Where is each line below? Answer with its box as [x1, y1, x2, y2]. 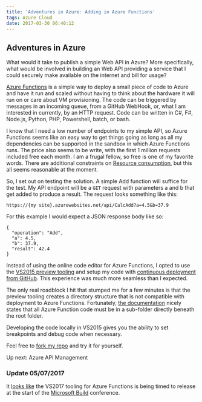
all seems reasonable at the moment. [6, 166, 99, 173]
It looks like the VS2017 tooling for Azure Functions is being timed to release [6, 383, 196, 390]
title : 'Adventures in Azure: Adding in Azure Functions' [6, 8, 155, 15]
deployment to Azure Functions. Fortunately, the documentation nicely [6, 300, 181, 307]
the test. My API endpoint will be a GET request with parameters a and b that [6, 184, 195, 192]
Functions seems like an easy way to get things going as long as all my [6, 134, 183, 141]
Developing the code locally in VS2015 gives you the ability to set [6, 324, 169, 331]
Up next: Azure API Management [6, 354, 88, 361]
